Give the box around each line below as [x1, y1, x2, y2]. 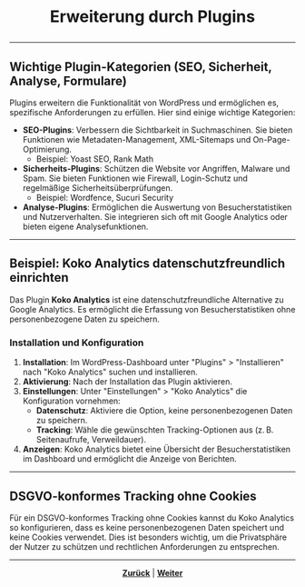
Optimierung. [22, 144, 73, 154]
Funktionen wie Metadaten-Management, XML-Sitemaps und [22, 134, 251, 144]
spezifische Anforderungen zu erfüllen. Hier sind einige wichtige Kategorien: [9, 107, 296, 117]
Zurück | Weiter [122, 567, 183, 578]
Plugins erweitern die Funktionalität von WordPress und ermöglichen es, [9, 97, 280, 108]
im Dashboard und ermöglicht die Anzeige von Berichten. [22, 453, 238, 464]
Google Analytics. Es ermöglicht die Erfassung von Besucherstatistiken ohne [9, 303, 296, 314]
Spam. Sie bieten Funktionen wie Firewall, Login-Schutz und [22, 173, 248, 184]
